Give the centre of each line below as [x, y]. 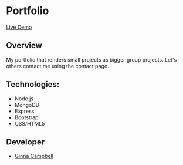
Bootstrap [26, 117]
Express [24, 111]
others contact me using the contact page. [57, 66]
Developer [26, 142]
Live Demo [19, 27]
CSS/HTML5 [30, 123]
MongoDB [27, 105]
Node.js [24, 99]
